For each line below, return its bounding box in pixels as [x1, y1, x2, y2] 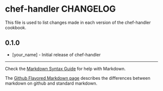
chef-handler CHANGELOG [5, 3, 116, 15]
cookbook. [5, 24, 27, 30]
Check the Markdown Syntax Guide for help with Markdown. [5, 66, 126, 72]
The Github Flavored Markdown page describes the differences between [5, 75, 150, 81]
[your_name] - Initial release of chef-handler [12, 52, 101, 57]
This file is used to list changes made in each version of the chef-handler [5, 19, 151, 25]
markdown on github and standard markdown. [5, 80, 98, 86]
